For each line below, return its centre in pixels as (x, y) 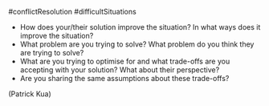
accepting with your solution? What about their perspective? (120, 70)
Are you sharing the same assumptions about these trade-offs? (124, 78)
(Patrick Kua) (30, 94)
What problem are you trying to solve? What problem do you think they (137, 44)
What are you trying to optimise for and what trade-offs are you (125, 61)
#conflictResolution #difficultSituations (72, 12)
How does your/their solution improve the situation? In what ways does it (140, 27)
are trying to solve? (52, 53)
